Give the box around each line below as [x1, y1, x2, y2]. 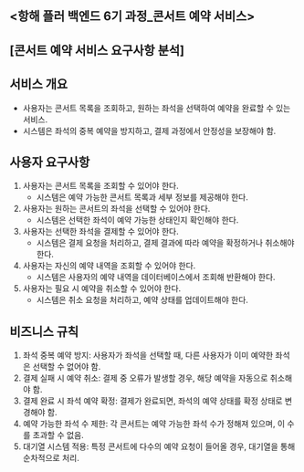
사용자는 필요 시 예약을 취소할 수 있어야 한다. [22, 283, 182, 294]
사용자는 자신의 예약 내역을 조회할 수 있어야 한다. [22, 260, 196, 271]
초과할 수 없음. [32, 430, 84, 441]
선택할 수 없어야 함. [32, 362, 101, 372]
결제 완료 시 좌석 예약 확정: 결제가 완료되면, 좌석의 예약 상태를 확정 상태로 [22, 395, 283, 406]
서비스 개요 [9, 77, 68, 92]
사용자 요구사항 [9, 154, 90, 170]
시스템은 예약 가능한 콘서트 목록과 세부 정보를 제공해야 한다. [36, 192, 249, 203]
